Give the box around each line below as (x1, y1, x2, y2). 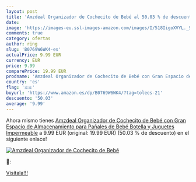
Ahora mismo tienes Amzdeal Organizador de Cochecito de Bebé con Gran (6, 117, 187, 124)
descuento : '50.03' (6, 95, 54, 101)
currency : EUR (6, 57, 41, 63)
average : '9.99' (6, 100, 45, 107)
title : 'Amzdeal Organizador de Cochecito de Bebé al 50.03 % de (6, 14, 168, 20)
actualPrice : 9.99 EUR (6, 52, 61, 58)
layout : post (6, 8, 38, 15)
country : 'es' (6, 79, 41, 85)
